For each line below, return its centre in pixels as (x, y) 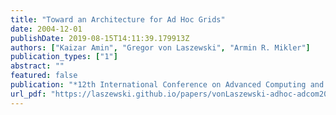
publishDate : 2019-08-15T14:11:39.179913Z (100, 38)
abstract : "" (37, 66)
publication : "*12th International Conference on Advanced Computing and (167, 85)
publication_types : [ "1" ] (64, 57)
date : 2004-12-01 (46, 29)
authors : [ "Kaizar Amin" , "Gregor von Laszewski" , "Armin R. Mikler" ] (160, 47)
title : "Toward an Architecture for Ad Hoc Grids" (118, 19)
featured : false (44, 76)
